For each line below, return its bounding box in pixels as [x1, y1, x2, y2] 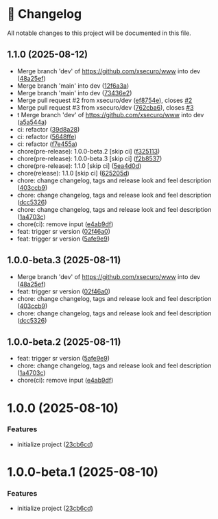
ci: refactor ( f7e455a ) [16, 140, 77, 148]
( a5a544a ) [16, 118, 47, 126]
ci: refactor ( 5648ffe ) [16, 132, 77, 141]
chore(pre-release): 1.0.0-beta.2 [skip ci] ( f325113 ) [16, 147, 160, 155]
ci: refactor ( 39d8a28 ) [16, 125, 80, 133]
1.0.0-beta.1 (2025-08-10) [7, 464, 159, 480]
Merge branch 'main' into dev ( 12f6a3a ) [16, 82, 130, 90]
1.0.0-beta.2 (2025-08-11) [7, 336, 121, 348]
